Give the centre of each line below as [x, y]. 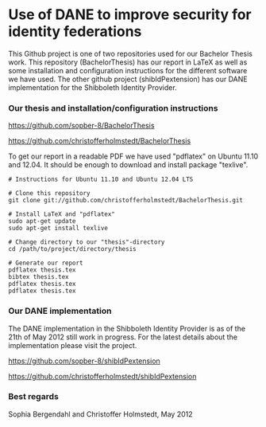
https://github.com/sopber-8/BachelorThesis [81, 126]
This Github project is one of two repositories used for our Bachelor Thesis [130, 53]
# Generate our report [46, 263]
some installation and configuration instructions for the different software [128, 70]
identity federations [75, 31]
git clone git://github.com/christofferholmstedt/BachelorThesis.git [126, 201]
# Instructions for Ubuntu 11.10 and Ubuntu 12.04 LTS [101, 180]
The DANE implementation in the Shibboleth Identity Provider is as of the [127, 328]
